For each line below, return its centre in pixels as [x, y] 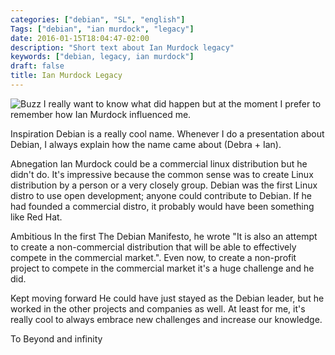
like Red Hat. [36, 217]
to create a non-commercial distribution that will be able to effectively [153, 247]
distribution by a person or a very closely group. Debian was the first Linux [164, 185]
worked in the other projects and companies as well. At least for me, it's [158, 308]
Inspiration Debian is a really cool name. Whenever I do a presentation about [167, 133]
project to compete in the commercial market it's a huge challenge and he [162, 268]
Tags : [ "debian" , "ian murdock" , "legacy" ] [102, 29]
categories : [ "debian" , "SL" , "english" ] [98, 19]
